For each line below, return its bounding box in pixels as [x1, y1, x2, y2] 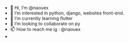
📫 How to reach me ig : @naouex [10, 26, 81, 32]
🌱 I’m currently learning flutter [10, 15, 73, 21]
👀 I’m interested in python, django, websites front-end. [10, 10, 124, 16]
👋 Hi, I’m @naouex [10, 5, 49, 10]
